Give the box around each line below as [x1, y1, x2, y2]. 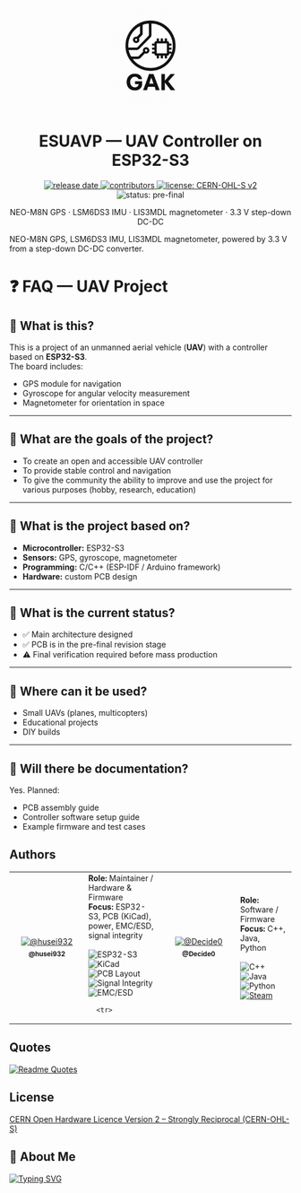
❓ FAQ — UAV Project [9, 276, 168, 297]
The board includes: [9, 361, 83, 371]
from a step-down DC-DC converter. [9, 243, 144, 254]
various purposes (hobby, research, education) [21, 483, 197, 495]
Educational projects [21, 717, 99, 728]
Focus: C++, [240, 923, 286, 934]
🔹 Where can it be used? [9, 684, 148, 699]
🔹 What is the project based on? [9, 518, 191, 534]
